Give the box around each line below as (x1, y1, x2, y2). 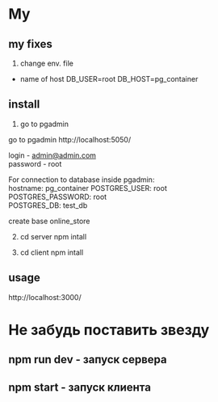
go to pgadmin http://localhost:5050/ (8, 134, 132, 144)
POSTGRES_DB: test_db (8, 200, 88, 210)
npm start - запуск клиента (8, 380, 152, 394)
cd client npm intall (19, 248, 84, 257)
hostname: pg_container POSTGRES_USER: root (8, 183, 167, 193)
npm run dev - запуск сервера (8, 353, 167, 366)
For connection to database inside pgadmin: (8, 175, 155, 184)
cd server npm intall (19, 231, 87, 241)
